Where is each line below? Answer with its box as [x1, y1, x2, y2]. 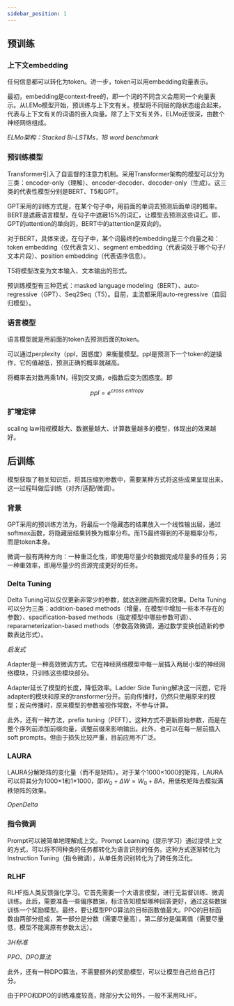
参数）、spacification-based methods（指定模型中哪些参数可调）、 [7, 613, 196, 621]
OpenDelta [7, 800, 38, 809]
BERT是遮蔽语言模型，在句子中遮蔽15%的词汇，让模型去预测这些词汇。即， [7, 211, 224, 219]
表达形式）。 [13, 630, 47, 639]
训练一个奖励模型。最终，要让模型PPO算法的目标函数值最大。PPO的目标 [7, 906, 216, 914]
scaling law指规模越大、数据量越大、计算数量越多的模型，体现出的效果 [7, 424, 210, 432]
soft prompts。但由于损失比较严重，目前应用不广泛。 [7, 733, 160, 742]
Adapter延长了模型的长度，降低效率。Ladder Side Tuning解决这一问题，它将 [7, 684, 226, 692]
